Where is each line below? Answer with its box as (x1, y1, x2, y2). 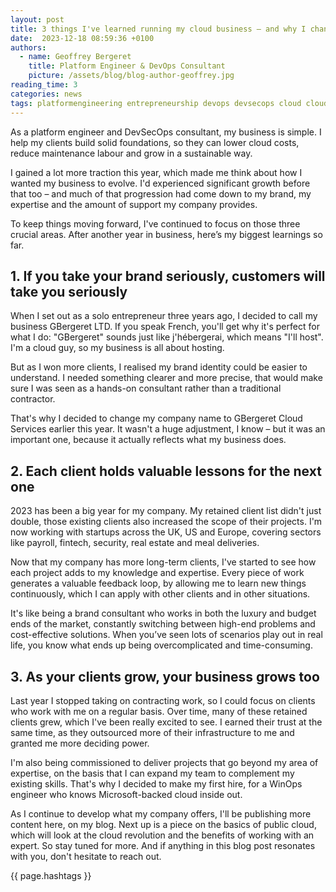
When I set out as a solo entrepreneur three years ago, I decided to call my (10, 310, 318, 322)
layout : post (10, 14, 65, 25)
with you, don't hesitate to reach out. (10, 850, 162, 862)
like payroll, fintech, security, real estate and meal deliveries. (10, 537, 260, 549)
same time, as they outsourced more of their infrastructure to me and (10, 726, 295, 738)
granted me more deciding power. (10, 737, 150, 749)
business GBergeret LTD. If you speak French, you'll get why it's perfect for (10, 321, 320, 333)
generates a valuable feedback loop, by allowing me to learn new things (10, 577, 307, 590)
